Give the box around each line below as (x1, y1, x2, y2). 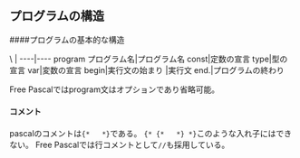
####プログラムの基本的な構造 (9, 34, 125, 45)
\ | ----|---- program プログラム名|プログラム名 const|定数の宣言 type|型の (9, 53, 288, 64)
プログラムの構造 (9, 8, 105, 24)
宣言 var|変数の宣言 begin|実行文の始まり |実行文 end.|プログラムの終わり (9, 64, 285, 75)
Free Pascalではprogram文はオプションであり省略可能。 (9, 84, 220, 95)
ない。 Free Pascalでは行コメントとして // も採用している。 (9, 139, 230, 151)
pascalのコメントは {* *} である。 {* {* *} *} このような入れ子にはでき (9, 128, 293, 139)
